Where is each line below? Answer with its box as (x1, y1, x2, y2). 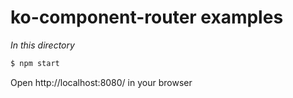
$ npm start (10, 58, 60, 68)
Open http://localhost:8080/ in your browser (10, 76, 193, 88)
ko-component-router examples (10, 6, 284, 29)
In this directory (10, 39, 75, 51)
